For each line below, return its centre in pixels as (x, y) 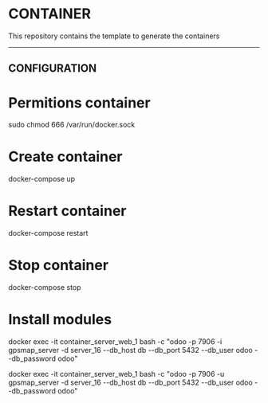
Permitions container (79, 102)
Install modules (60, 320)
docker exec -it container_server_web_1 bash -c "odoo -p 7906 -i (115, 342)
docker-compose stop (45, 288)
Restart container (67, 211)
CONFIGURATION (53, 68)
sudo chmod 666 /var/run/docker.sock (72, 125)
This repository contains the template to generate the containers (114, 36)
